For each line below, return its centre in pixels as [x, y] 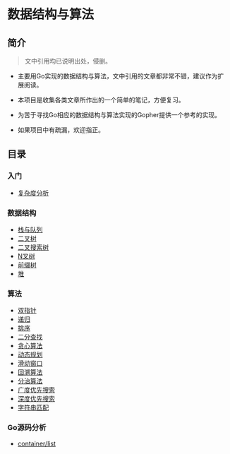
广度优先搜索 [36, 390]
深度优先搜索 [36, 399]
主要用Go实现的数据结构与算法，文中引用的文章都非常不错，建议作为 [117, 76]
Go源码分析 [27, 428]
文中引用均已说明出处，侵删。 [68, 61]
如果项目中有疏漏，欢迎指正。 [61, 130]
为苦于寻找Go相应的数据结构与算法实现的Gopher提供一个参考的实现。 [119, 115]
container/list [37, 443]
